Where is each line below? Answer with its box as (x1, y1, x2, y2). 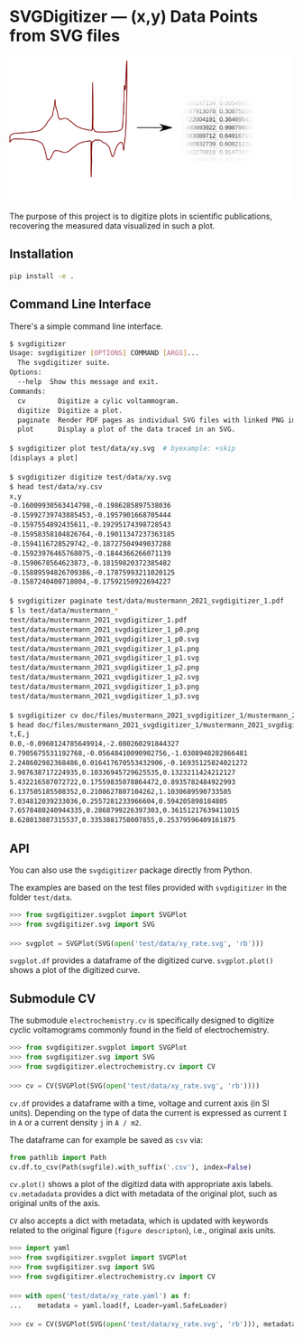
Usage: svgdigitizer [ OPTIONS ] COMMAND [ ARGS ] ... (9, 349, 200, 358)
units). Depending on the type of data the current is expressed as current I (9, 1107, 288, 1118)
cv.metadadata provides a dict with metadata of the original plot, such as (9, 1188, 278, 1199)
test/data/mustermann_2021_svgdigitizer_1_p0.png (9, 625, 200, 634)
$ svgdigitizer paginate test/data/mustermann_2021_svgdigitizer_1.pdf (9, 596, 284, 606)
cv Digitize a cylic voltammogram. (17, 396, 179, 406)
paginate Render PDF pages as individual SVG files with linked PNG (17, 416, 284, 425)
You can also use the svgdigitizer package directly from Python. (9, 865, 252, 875)
